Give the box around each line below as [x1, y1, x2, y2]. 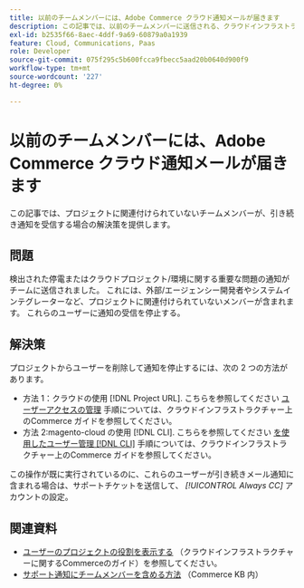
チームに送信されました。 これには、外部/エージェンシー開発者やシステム [9, 284, 283, 295]
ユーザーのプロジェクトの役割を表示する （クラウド [22, 546, 215, 557]
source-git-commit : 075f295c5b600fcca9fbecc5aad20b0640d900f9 [9, 55, 249, 64]
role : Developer [9, 47, 71, 56]
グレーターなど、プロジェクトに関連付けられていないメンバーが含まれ [24, 296, 287, 307]
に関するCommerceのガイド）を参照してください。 [30, 558, 223, 568]
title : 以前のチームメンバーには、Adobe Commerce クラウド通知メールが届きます [9, 13, 280, 23]
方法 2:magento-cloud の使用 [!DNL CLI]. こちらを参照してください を [22, 427, 282, 438]
